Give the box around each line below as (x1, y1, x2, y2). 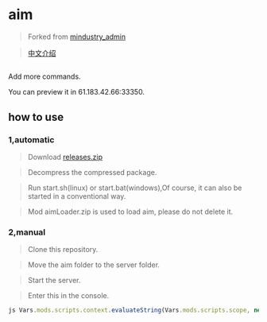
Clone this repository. (27, 245, 99, 254)
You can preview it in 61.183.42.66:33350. (8, 87, 145, 97)
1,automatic (8, 134, 55, 145)
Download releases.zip (27, 153, 103, 162)
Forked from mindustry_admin (27, 32, 126, 41)
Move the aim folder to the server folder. (27, 260, 161, 270)
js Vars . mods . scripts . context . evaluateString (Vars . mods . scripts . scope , (8, 306, 250, 315)
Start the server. (27, 276, 81, 285)
